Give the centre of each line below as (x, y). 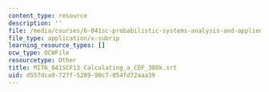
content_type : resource (48, 16)
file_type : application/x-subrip (64, 38)
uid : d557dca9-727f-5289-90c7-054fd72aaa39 (82, 75)
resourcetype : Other (43, 61)
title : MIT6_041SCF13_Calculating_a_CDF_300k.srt (93, 68)
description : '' (35, 23)
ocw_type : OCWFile (39, 53)
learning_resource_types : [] (57, 46)
